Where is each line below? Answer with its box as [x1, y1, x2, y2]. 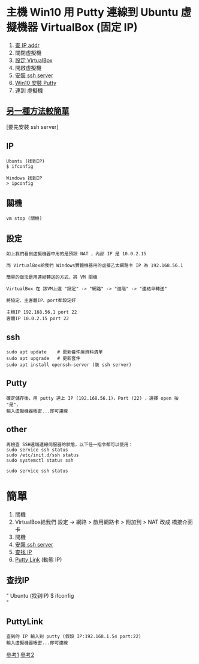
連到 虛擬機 [14, 87, 43, 94]
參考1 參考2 [6, 651, 35, 659]
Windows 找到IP [6, 175, 43, 181]
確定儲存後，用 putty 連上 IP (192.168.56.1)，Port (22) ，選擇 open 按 [6, 395, 179, 401]
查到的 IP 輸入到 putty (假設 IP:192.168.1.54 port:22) [6, 633, 141, 640]
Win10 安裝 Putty [14, 79, 57, 86]
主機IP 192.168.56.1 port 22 [6, 309, 77, 315]
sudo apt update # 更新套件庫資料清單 [6, 349, 103, 355]
